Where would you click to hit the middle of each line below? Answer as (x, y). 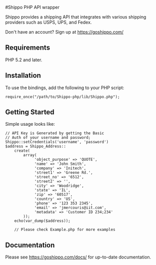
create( (22, 151)
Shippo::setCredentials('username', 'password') (57, 142)
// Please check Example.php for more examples (65, 230)
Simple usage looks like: (30, 124)
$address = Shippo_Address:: (36, 147)
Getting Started (30, 112)
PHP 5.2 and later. (24, 60)
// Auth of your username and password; (48, 138)
